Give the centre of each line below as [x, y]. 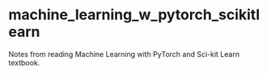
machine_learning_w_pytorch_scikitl [134, 15]
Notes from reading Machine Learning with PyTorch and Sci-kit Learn [124, 54]
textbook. [24, 63]
